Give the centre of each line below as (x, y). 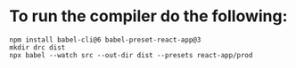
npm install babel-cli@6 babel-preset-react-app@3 (105, 40)
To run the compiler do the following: (148, 16)
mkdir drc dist (37, 47)
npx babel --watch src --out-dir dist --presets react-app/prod (131, 55)
